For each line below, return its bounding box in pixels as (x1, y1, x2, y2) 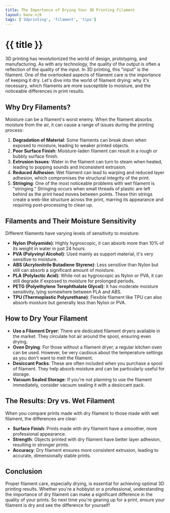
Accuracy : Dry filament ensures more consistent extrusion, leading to (12, 447, 159, 453)
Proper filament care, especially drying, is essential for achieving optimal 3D (5, 480, 165, 487)
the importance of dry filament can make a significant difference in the (5, 492, 153, 498)
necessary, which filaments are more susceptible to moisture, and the (5, 82, 151, 89)
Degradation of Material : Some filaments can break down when (12, 137, 147, 143)
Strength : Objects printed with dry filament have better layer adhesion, (12, 436, 161, 442)
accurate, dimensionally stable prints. (12, 452, 91, 459)
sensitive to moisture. (12, 256, 58, 262)
